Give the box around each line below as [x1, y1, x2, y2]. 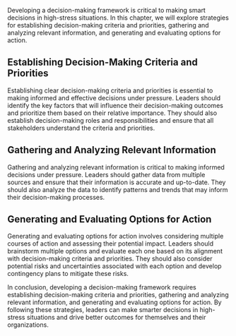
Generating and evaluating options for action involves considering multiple [7, 232, 224, 241]
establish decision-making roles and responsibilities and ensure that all [7, 116, 214, 124]
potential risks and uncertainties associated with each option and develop [7, 262, 222, 270]
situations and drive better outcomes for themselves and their [26, 313, 206, 322]
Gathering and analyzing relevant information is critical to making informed [7, 162, 225, 172]
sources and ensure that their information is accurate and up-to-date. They [7, 178, 226, 186]
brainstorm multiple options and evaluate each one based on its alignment [7, 247, 223, 256]
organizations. [7, 320, 49, 329]
